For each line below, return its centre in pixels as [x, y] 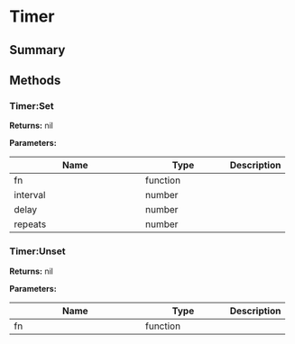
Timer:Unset [37, 251]
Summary [37, 50]
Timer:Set [32, 105]
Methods [35, 80]
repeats [30, 224]
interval [30, 195]
